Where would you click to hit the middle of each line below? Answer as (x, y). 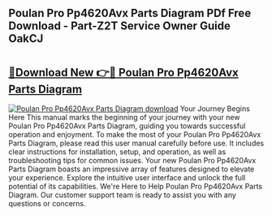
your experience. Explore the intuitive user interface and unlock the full (127, 177)
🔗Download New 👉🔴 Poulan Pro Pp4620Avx (123, 72)
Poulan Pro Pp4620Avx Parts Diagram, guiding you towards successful (127, 126)
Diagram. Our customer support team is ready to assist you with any (123, 195)
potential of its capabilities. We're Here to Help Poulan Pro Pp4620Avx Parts (136, 186)
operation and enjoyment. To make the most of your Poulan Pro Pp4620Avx (135, 134)
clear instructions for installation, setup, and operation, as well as (117, 152)
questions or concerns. (47, 203)
